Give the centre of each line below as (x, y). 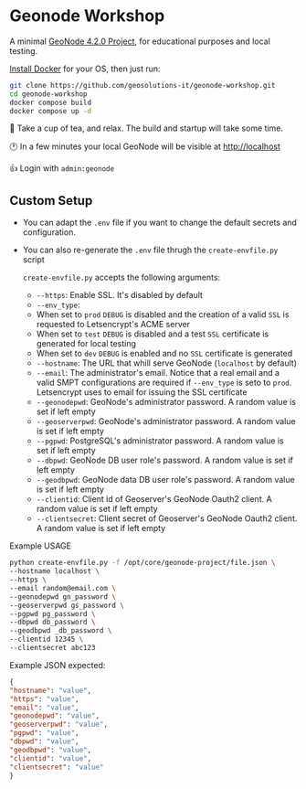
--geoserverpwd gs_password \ (67, 605)
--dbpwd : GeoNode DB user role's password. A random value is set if (165, 460)
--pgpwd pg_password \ (53, 613)
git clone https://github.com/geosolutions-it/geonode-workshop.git (142, 85)
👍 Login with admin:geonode (62, 168)
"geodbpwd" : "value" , (51, 750)
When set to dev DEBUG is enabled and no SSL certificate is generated (164, 354)
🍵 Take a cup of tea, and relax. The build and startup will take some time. (146, 128)
